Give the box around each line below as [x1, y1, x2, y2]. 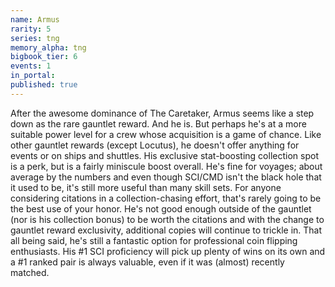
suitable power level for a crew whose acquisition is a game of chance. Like [10, 128, 322, 140]
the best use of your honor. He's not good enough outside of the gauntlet [10, 202, 312, 215]
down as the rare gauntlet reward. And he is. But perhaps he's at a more [10, 117, 307, 130]
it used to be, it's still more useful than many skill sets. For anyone [10, 181, 282, 193]
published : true [10, 80, 78, 90]
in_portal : [10, 71, 56, 81]
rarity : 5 [10, 24, 52, 34]
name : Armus [10, 14, 60, 25]
